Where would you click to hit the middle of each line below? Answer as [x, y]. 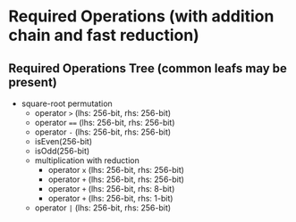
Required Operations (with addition [141, 16]
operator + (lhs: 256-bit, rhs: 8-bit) [111, 189]
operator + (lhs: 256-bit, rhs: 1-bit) [110, 198]
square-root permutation [67, 103]
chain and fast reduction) [104, 35]
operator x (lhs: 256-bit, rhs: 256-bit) [116, 170]
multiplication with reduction [87, 160]
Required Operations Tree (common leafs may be [148, 68]
